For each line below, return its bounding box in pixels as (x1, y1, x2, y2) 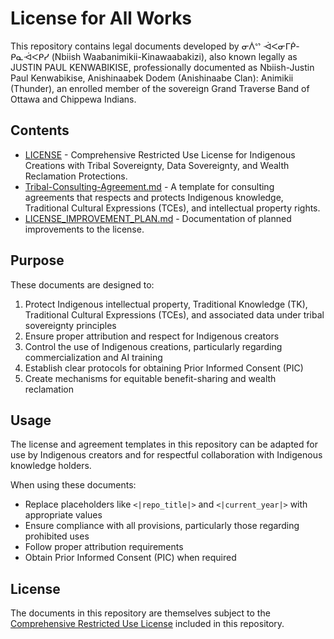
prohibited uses (24, 530, 90, 542)
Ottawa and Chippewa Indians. (10, 93, 137, 105)
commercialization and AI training (24, 351, 163, 363)
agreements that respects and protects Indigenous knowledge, (24, 191, 284, 203)
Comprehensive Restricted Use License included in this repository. (10, 618, 285, 630)
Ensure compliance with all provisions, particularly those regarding (24, 520, 300, 532)
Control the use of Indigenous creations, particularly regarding (24, 340, 283, 352)
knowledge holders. (10, 460, 92, 472)
